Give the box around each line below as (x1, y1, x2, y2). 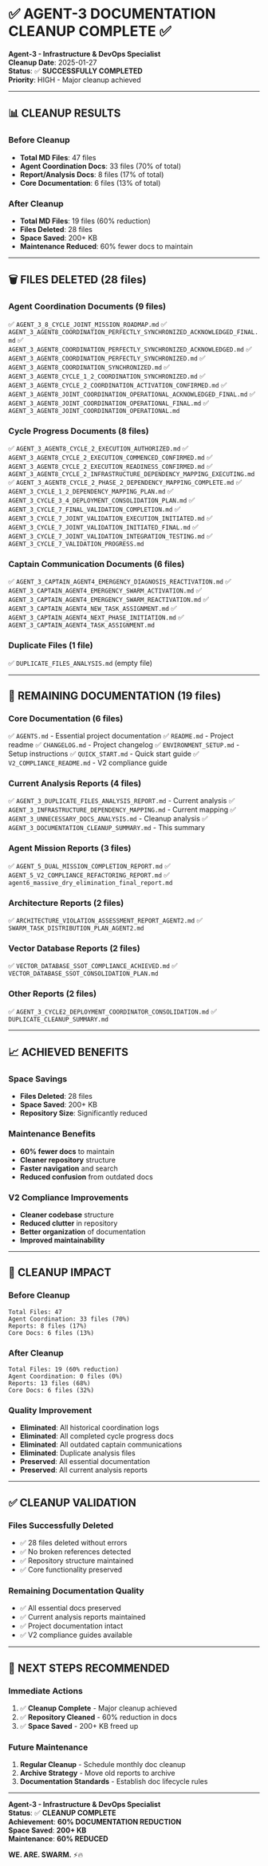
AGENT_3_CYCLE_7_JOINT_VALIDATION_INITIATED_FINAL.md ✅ (8, 522, 199, 531)
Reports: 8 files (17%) (8, 1321, 88, 1330)
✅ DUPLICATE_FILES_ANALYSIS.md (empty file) (8, 658, 153, 667)
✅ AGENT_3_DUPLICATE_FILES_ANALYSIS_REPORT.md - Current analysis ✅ (8, 796, 235, 805)
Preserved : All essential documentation (19, 1457, 150, 1466)
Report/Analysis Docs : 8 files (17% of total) (19, 169, 164, 179)
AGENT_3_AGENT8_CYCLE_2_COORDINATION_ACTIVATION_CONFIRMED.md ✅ (8, 380, 227, 389)
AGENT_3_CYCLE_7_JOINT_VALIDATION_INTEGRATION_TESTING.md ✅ (8, 531, 213, 541)
